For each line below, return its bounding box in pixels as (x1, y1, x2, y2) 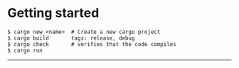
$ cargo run (7, 47, 43, 54)
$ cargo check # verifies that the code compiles (7, 40, 176, 47)
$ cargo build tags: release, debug (7, 34, 135, 42)
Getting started (7, 5, 100, 21)
